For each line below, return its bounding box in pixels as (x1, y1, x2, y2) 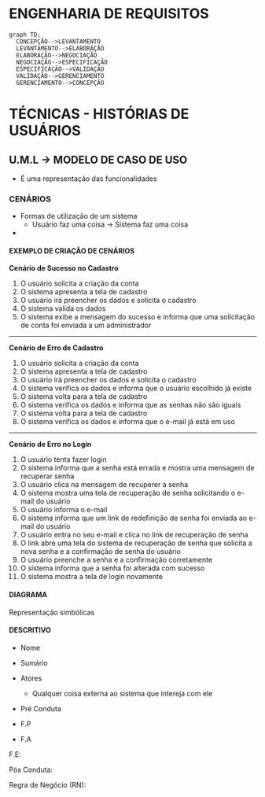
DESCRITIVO (9, 625, 52, 635)
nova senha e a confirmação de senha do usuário (20, 547, 182, 556)
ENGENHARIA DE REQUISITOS (9, 5, 209, 23)
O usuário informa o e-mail (20, 505, 108, 515)
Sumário (20, 658, 48, 667)
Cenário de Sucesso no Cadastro (9, 264, 119, 273)
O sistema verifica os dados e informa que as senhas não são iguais (20, 400, 241, 410)
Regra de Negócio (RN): (9, 780, 86, 789)
